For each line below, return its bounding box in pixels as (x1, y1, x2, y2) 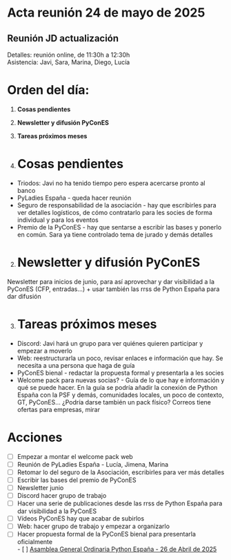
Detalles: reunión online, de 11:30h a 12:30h (7, 50, 130, 59)
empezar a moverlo (17, 346, 72, 355)
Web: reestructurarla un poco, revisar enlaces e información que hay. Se (17, 354, 223, 362)
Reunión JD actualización (7, 32, 119, 44)
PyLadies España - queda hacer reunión (17, 194, 132, 202)
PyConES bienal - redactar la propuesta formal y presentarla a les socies (17, 368, 224, 377)
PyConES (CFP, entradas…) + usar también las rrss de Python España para (7, 285, 220, 293)
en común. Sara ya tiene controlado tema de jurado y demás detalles (17, 230, 213, 239)
